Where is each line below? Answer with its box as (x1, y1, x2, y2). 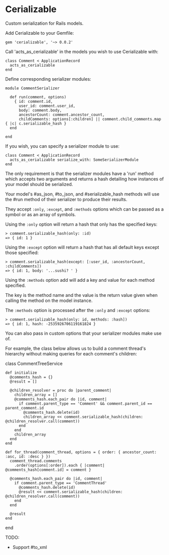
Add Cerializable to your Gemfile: (5, 30, 74, 36)
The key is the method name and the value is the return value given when (5, 292, 158, 298)
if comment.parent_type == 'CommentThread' (14, 480, 107, 485)
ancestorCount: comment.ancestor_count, (18, 112, 105, 117)
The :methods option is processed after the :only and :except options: (5, 307, 150, 313)
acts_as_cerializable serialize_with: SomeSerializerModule (10, 157, 139, 162)
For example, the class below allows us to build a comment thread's (5, 345, 146, 351)
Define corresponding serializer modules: (5, 76, 92, 82)
